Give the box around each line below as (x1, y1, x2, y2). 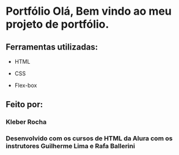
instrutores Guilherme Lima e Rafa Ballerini (5, 142, 136, 151)
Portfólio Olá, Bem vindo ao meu (5, 4, 172, 18)
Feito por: (5, 99, 43, 110)
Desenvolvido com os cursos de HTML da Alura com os (5, 134, 173, 143)
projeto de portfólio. (5, 17, 109, 31)
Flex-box (14, 81, 37, 89)
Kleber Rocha (5, 118, 47, 126)
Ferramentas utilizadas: (5, 42, 98, 52)
